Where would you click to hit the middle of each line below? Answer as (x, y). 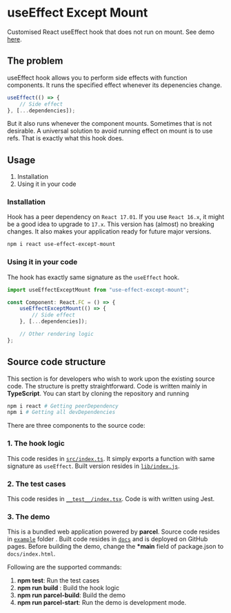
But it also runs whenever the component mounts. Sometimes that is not (110, 124)
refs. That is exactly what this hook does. (66, 138)
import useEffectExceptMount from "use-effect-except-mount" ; (98, 290)
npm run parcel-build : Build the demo (71, 595)
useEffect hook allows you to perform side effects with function (97, 77)
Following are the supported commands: (64, 567)
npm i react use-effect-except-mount (61, 244)
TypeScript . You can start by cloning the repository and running (98, 393)
